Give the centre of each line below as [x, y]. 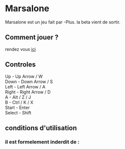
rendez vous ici [21, 49]
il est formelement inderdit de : [42, 142]
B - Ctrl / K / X [19, 102]
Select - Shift [18, 112]
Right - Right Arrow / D [28, 92]
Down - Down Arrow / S [29, 82]
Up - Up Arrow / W [24, 76]
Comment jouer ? [32, 37]
